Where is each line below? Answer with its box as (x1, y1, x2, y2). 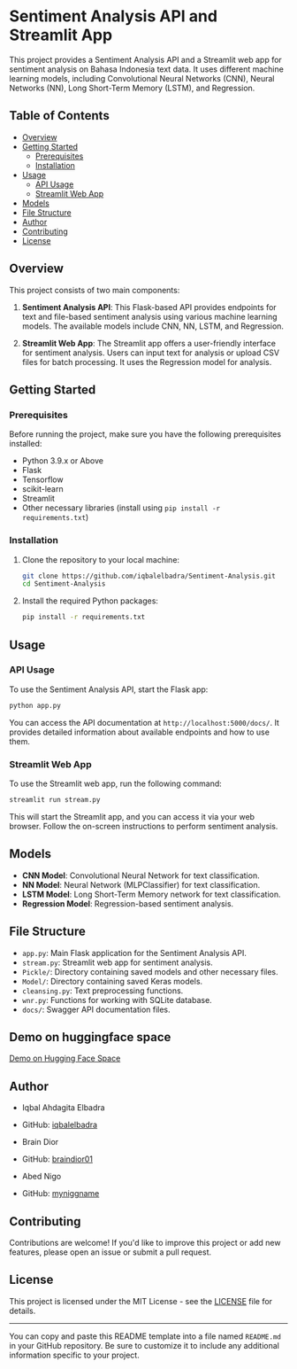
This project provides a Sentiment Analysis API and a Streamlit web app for (9, 54, 283, 65)
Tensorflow (21, 474, 64, 485)
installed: (9, 439, 42, 449)
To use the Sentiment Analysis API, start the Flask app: (9, 684, 209, 695)
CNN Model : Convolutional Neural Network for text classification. (21, 870, 260, 881)
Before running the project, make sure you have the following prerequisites (9, 429, 281, 439)
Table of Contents (9, 108, 110, 123)
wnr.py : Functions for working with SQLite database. (21, 994, 212, 1005)
